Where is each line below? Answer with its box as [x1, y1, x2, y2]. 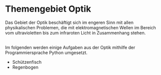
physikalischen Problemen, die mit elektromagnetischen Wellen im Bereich [5, 24, 156, 30]
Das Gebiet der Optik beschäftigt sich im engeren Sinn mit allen [5, 19, 134, 25]
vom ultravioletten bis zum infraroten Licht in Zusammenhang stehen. [5, 30, 146, 36]
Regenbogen [12, 64, 38, 70]
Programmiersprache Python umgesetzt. [5, 50, 88, 56]
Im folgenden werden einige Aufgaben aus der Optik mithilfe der [5, 44, 135, 50]
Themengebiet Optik [5, 3, 91, 15]
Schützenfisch [12, 59, 42, 65]
